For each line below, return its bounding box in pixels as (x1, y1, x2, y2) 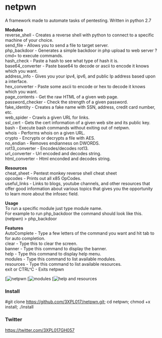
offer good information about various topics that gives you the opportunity (5, 186, 153, 192)
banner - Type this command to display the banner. (5, 245, 107, 251)
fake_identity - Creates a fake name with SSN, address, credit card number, (5, 104, 156, 110)
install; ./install (5, 304, 34, 310)
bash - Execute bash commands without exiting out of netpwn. (5, 125, 130, 130)
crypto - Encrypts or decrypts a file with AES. (5, 135, 96, 141)
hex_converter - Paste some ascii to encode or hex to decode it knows (5, 83, 146, 89)
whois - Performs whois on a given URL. (5, 130, 86, 136)
